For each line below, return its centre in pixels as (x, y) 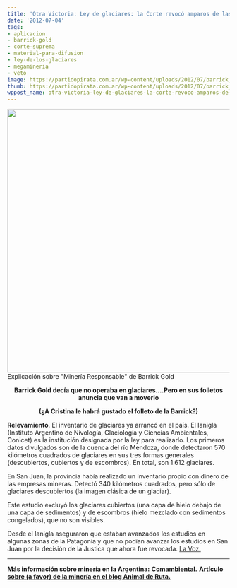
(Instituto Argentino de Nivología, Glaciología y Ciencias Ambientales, (108, 433)
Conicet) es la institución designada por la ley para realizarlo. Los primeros (116, 440)
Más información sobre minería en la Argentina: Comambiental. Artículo (115, 569)
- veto (17, 73)
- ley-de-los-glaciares (42, 60)
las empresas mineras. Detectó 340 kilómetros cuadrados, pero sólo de (111, 484)
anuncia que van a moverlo (119, 398)
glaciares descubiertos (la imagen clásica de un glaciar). (89, 491)
